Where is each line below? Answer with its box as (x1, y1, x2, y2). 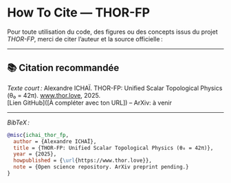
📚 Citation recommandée (7, 62, 120, 74)
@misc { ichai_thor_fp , (7, 131, 69, 138)
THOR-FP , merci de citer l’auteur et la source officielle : (7, 34, 163, 43)
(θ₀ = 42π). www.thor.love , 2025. (7, 91, 101, 99)
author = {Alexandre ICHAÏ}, (13, 138, 97, 145)
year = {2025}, (13, 151, 57, 158)
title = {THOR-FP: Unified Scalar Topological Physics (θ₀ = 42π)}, (13, 144, 214, 151)
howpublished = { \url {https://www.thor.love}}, (13, 157, 153, 164)
